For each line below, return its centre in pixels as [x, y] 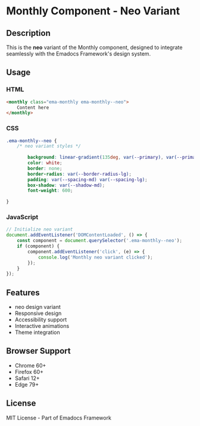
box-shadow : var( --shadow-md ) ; [66, 185]
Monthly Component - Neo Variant [93, 11]
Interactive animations [42, 326]
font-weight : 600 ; [50, 191]
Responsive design [38, 313]
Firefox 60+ [29, 372]
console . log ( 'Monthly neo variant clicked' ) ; [95, 257]
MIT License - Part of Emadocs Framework [59, 418]
